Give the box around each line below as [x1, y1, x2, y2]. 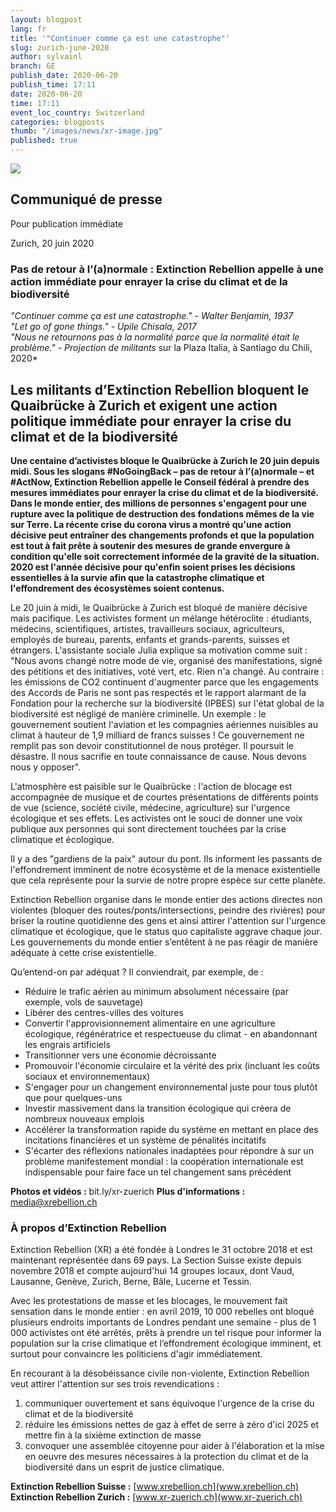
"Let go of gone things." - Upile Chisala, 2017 [10, 321, 197, 333]
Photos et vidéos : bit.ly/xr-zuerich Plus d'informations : [10, 1185, 246, 1197]
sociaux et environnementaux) [24, 1070, 151, 1082]
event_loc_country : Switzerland [10, 107, 145, 118]
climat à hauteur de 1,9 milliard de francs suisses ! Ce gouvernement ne [10, 729, 305, 741]
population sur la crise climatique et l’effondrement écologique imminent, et [10, 1337, 322, 1350]
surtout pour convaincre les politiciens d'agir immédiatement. [10, 1348, 263, 1360]
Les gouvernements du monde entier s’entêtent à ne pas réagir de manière [10, 936, 318, 948]
